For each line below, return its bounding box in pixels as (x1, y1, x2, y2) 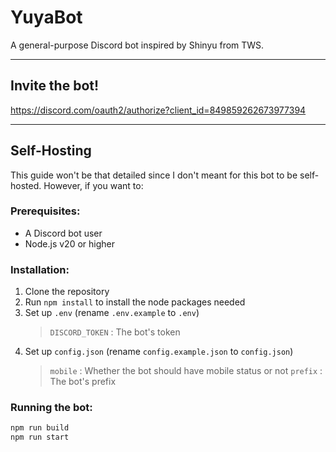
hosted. (10, 179, 42, 191)
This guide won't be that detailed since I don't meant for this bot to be (10, 169, 298, 181)
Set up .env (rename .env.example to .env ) (24, 307, 200, 319)
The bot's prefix (49, 376, 117, 388)
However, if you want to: (43, 179, 144, 191)
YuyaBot (10, 6, 83, 29)
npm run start (10, 432, 70, 443)
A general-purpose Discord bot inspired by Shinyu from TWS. (10, 39, 265, 51)
